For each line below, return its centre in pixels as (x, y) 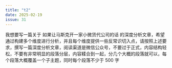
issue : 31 (16, 19)
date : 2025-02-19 (24, 15)
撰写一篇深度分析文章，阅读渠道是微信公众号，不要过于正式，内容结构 (88, 48)
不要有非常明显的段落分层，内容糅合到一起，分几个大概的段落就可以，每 (90, 54)
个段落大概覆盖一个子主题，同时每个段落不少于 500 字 (62, 60)
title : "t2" (18, 10)
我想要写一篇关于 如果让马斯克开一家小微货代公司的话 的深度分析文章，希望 (85, 35)
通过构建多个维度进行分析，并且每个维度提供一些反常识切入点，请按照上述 (84, 41)
